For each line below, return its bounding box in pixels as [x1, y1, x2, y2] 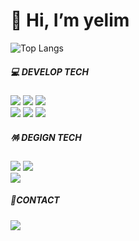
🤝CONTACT [10, 194, 60, 206]
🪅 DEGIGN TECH [10, 131, 82, 143]
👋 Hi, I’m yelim [10, 9, 130, 32]
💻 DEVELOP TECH [10, 65, 89, 78]
